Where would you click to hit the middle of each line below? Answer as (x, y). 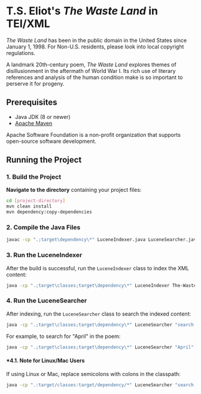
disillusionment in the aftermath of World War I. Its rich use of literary (91, 71)
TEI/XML (28, 24)
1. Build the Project (34, 177)
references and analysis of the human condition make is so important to (95, 77)
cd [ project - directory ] (36, 201)
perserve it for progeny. (35, 83)
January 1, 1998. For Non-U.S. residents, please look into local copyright (95, 47)
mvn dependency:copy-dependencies (49, 212)
